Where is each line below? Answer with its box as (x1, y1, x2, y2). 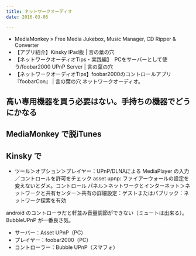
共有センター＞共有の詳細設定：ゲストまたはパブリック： (45, 190, 184, 197)
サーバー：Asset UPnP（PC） (14, 229, 87, 236)
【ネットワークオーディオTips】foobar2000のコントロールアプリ (14, 70, 171, 77)
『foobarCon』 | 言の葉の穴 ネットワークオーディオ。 (14, 77, 143, 85)
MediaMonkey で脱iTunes (6, 129, 102, 139)
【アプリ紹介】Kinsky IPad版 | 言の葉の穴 (14, 48, 115, 56)
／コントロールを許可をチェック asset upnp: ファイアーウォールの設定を (14, 175, 189, 182)
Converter (14, 42, 39, 49)
